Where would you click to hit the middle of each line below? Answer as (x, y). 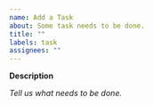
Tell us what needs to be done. (66, 93)
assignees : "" (36, 51)
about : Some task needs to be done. (77, 26)
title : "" (28, 34)
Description (32, 76)
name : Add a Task (41, 17)
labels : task (33, 42)
